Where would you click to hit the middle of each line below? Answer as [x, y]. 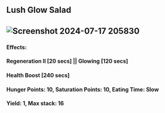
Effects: [17, 47]
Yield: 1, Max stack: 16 [35, 103]
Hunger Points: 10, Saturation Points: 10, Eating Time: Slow [83, 89]
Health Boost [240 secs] [38, 75]
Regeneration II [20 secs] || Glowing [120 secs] [67, 61]
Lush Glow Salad [39, 10]
